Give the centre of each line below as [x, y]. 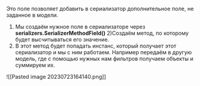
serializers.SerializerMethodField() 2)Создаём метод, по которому [102, 33]
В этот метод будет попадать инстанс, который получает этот [96, 46]
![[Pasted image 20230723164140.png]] [56, 77]
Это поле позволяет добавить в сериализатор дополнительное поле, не [100, 9]
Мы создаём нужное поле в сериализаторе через [80, 27]
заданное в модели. [33, 15]
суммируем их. [35, 65]
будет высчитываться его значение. [62, 39]
